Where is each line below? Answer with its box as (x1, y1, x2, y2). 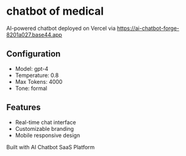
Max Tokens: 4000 (15, 78, 63, 85)
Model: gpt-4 (15, 65, 49, 72)
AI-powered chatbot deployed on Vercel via (6, 24, 116, 32)
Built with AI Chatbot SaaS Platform (6, 143, 95, 150)
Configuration (6, 49, 61, 59)
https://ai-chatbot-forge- (116, 24, 180, 32)
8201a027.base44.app (6, 31, 62, 38)
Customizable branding (15, 125, 74, 132)
